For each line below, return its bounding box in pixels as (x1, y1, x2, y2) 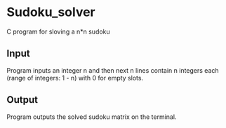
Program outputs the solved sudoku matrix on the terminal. (6, 113, 177, 121)
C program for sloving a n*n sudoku (6, 27, 110, 36)
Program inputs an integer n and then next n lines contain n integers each (6, 66, 219, 74)
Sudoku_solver (6, 4, 95, 20)
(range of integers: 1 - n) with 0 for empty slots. (6, 73, 144, 82)
